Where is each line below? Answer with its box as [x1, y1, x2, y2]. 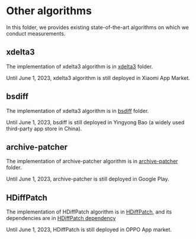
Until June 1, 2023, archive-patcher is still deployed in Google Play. [6, 176, 169, 183]
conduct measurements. [6, 30, 66, 37]
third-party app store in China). [6, 125, 82, 132]
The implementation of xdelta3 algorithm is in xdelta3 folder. [6, 63, 153, 70]
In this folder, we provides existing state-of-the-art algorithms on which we [6, 24, 189, 31]
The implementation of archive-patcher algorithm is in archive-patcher [6, 158, 178, 165]
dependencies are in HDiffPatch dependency [6, 215, 116, 222]
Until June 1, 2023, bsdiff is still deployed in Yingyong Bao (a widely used [6, 118, 185, 125]
